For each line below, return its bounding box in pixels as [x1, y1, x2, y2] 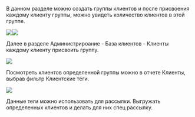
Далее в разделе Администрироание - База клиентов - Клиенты [6, 40, 169, 47]
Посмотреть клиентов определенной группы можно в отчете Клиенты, [6, 69, 186, 76]
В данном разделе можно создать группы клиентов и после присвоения [6, 5, 190, 12]
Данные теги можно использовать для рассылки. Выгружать [6, 97, 161, 105]
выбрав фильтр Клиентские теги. [6, 75, 90, 82]
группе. [6, 18, 25, 24]
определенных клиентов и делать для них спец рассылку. [6, 104, 153, 111]
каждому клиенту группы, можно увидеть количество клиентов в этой [6, 11, 185, 18]
